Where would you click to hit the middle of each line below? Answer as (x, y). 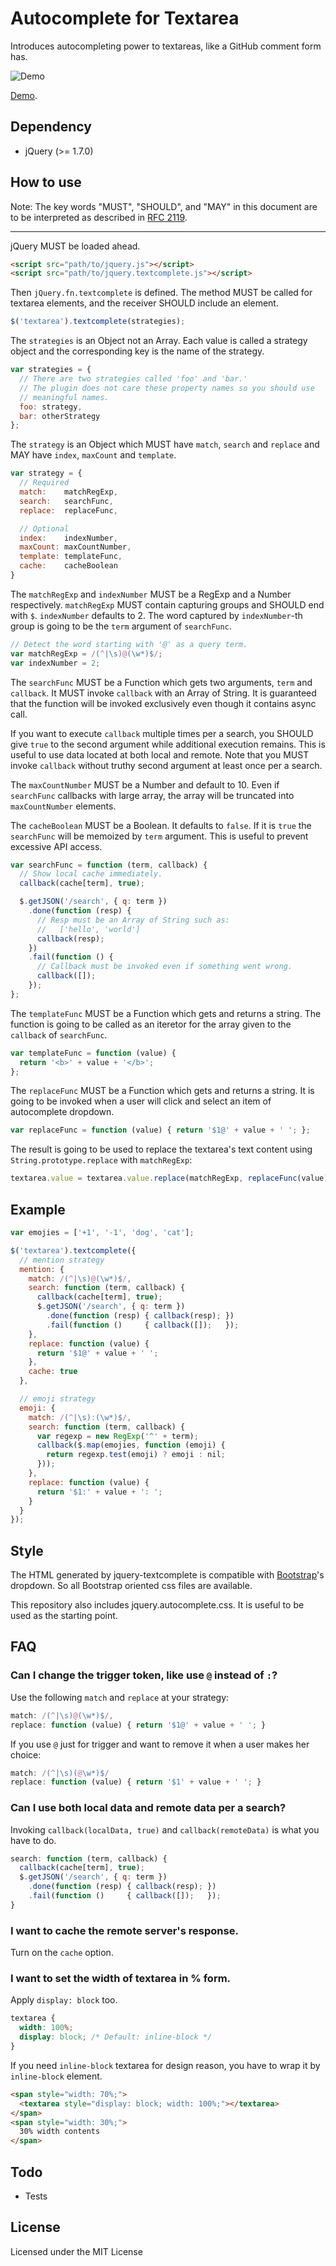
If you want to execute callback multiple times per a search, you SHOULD (162, 733)
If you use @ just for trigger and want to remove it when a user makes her (160, 1744)
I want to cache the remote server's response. (124, 1930)
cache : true (53, 1372)
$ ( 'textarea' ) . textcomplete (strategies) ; (98, 322)
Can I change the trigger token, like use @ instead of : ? (144, 1675)
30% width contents (60, 2132)
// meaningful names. (64, 397)
